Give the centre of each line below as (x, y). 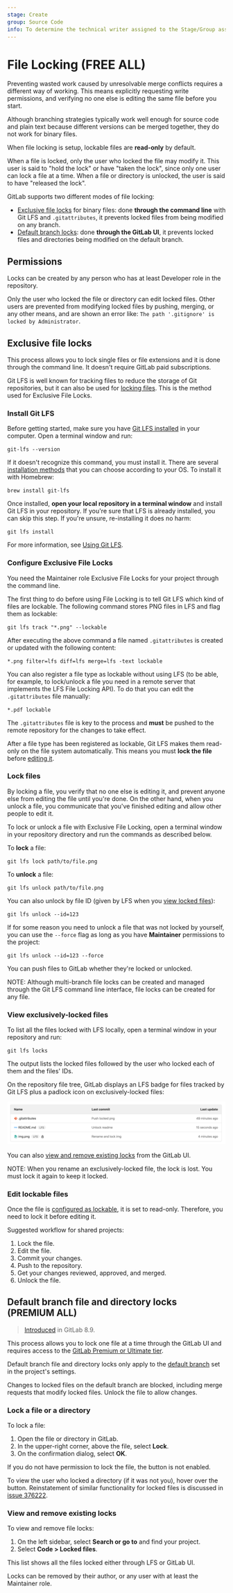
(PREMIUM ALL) (42, 1313)
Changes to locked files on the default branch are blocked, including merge (115, 1385)
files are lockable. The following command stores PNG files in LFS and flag (114, 606)
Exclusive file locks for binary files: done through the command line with (121, 210)
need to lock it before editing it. (52, 1216)
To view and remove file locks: (51, 1528)
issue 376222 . (28, 1495)
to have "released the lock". (47, 183)
